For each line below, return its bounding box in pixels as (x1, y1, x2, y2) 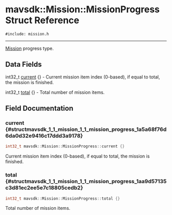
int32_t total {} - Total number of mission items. (5, 89, 105, 95)
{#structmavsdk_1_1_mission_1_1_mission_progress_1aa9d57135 (5, 178, 167, 185)
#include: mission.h (5, 31, 50, 36)
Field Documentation (5, 104, 73, 113)
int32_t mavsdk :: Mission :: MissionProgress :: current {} (5, 144, 125, 149)
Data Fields (5, 60, 42, 69)
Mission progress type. (5, 45, 54, 51)
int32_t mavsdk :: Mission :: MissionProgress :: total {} (5, 196, 120, 201)
